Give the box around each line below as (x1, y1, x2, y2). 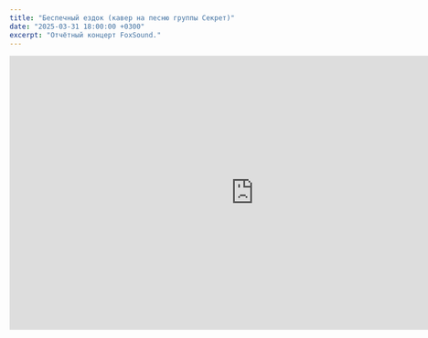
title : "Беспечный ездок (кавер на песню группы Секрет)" (9, 13, 235, 23)
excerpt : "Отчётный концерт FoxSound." (9, 30, 162, 39)
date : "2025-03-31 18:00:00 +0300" (9, 22, 145, 31)
